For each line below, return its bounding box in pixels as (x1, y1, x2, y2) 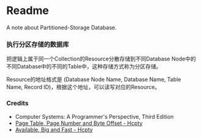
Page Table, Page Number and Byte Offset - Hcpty (15, 119, 143, 127)
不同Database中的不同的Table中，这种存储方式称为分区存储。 (6, 63, 162, 70)
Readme (6, 4, 49, 18)
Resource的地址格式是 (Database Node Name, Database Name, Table (6, 76, 181, 83)
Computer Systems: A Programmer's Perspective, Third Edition (15, 113, 174, 120)
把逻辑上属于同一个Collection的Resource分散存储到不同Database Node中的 (6, 55, 197, 63)
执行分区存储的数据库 (6, 40, 69, 49)
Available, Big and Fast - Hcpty (15, 126, 93, 133)
